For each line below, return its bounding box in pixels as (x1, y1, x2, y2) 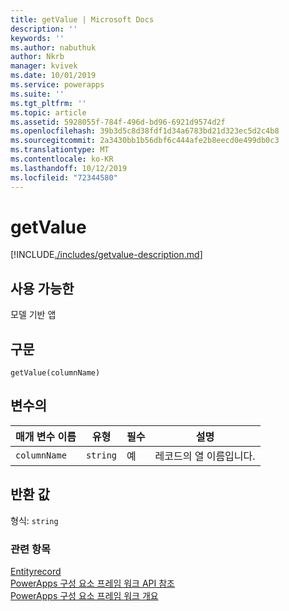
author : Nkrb (10, 52, 65, 62)
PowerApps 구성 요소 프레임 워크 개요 (10, 589, 159, 601)
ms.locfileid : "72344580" (10, 172, 118, 183)
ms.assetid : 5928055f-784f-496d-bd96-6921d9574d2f (10, 117, 226, 127)
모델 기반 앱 (10, 309, 57, 321)
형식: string (10, 514, 59, 526)
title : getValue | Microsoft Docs (10, 14, 155, 25)
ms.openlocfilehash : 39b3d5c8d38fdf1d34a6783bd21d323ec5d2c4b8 (10, 126, 280, 136)
